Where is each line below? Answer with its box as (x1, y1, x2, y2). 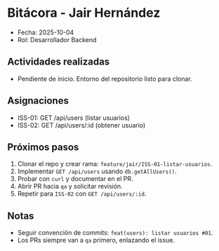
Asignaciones (7, 95, 69, 107)
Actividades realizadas (7, 56, 110, 68)
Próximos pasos (7, 141, 79, 153)
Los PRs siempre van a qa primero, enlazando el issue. (17, 236, 175, 245)
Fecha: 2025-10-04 (17, 28, 74, 36)
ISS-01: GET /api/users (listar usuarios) (17, 114, 131, 122)
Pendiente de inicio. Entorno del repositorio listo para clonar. (17, 74, 193, 83)
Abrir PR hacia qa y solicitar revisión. (17, 182, 123, 191)
